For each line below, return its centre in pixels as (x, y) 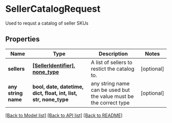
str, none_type (51, 99)
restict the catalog (113, 69)
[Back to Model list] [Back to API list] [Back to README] (64, 115)
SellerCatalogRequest (53, 9)
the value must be (112, 96)
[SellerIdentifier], (54, 66)
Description (113, 53)
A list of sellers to (112, 62)
